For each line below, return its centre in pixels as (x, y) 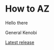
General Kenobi (21, 32)
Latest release (20, 42)
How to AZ (27, 9)
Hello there (16, 23)
